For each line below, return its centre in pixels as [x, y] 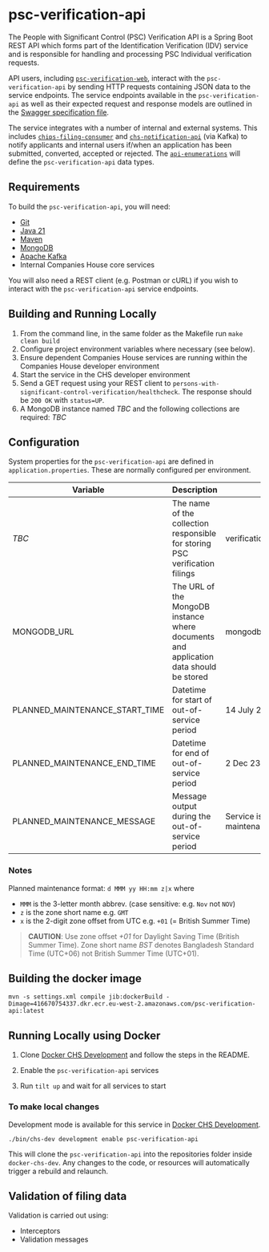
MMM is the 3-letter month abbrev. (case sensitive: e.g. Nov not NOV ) [128, 904]
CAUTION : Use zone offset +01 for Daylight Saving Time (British [134, 936]
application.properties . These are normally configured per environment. [130, 470]
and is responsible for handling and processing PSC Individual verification [130, 54]
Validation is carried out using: [58, 1215]
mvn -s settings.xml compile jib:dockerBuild [85, 997]
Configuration [44, 442]
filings [183, 574]
